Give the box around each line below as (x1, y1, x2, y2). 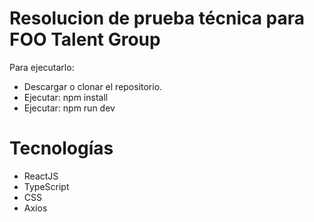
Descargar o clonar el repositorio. (23, 80, 163, 92)
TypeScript (23, 180, 70, 192)
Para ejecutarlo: (9, 61, 75, 73)
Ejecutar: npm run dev (23, 102, 116, 114)
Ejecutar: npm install (23, 91, 109, 103)
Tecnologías (9, 137, 114, 160)
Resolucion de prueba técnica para (9, 7, 306, 30)
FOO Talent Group (9, 28, 161, 51)
